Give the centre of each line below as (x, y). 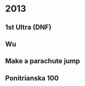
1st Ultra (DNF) (28, 27)
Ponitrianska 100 (32, 78)
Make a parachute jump (42, 61)
